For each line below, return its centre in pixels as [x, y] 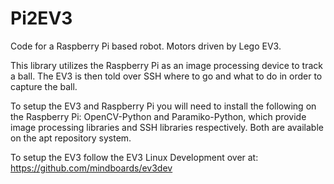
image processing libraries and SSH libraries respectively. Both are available [167, 127]
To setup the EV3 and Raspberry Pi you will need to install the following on [163, 106]
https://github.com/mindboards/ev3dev [91, 168]
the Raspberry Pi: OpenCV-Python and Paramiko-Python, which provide [158, 116]
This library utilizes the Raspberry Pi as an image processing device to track [166, 65]
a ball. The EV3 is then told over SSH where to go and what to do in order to [166, 76]
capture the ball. [44, 86]
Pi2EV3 [41, 18]
